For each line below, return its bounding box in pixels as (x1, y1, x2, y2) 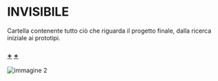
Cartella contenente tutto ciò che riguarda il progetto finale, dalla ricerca (7, 27, 212, 35)
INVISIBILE (7, 4, 69, 20)
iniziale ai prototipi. (7, 33, 61, 42)
